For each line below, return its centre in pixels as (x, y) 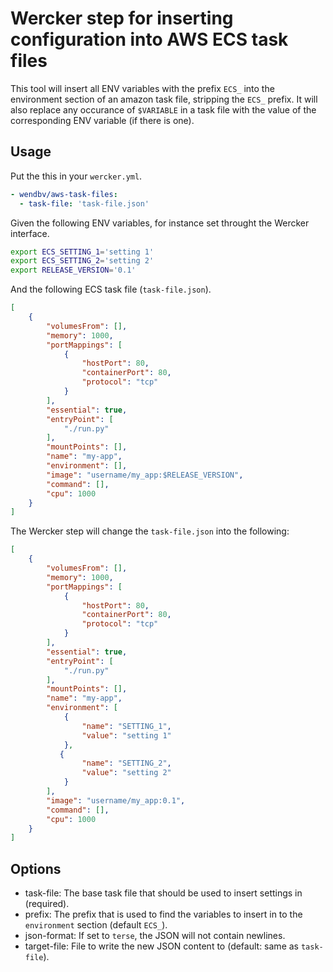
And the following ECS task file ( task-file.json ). (111, 289)
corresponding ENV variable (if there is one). (102, 120)
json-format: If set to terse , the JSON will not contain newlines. (155, 936)
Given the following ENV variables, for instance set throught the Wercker (160, 223)
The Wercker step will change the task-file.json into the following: (150, 531)
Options (36, 868)
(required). (47, 904)
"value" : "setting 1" (126, 735)
